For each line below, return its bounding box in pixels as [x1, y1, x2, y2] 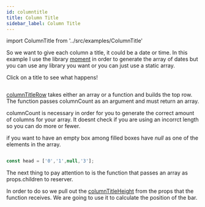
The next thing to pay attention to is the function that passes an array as [6, 169, 188, 176]
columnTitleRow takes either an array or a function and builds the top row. [6, 91, 193, 99]
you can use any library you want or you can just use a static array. [6, 62, 176, 69]
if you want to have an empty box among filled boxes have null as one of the [6, 134, 199, 141]
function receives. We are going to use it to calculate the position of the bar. [6, 194, 198, 201]
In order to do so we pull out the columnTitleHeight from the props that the [6, 187, 194, 195]
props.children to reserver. [6, 176, 73, 183]
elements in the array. [6, 141, 61, 148]
